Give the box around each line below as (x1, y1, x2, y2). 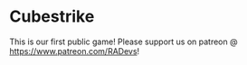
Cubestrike (9, 6, 95, 27)
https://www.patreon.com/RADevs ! (9, 45, 140, 56)
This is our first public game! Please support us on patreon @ (9, 36, 238, 47)
